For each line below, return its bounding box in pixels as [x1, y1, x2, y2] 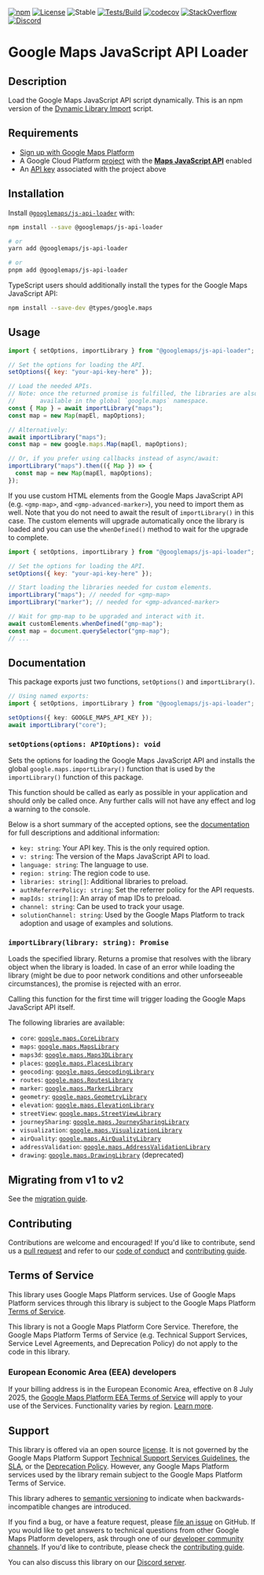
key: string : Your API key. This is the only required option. [19, 843, 211, 853]
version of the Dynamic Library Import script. [8, 104, 154, 113]
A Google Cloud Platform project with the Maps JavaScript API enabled [19, 156, 252, 165]
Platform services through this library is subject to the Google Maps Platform [8, 1298, 256, 1307]
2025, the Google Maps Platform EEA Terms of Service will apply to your [8, 1393, 244, 1403]
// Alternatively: [8, 426, 68, 434]
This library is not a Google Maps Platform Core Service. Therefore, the [8, 1322, 239, 1331]
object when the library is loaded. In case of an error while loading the [8, 963, 236, 972]
